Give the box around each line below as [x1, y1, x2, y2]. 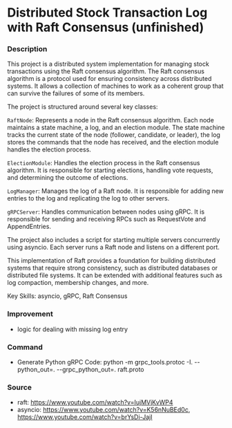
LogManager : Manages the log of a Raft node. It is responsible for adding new [7, 187, 224, 195]
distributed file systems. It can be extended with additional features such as [7, 271, 223, 279]
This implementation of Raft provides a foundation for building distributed [7, 257, 216, 265]
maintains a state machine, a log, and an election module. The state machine [7, 123, 225, 132]
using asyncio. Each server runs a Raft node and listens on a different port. [7, 243, 220, 252]
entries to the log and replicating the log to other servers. [7, 194, 170, 203]
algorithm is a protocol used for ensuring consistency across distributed [7, 75, 212, 83]
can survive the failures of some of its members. [7, 89, 145, 97]
